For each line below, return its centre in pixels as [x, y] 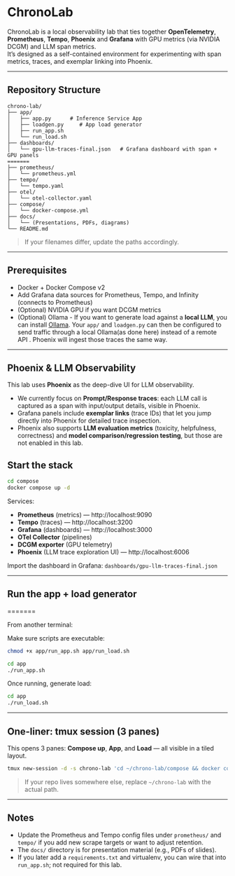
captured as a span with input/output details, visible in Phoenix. [109, 406]
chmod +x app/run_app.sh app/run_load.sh [69, 651]
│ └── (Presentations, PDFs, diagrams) [69, 223]
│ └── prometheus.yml [42, 173]
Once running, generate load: [50, 683]
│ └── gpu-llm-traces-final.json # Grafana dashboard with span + [112, 149]
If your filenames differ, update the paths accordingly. [102, 242]
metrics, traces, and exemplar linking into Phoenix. [80, 61]
